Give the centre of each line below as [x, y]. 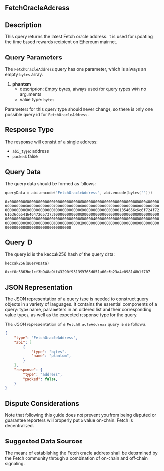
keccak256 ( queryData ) [27, 263]
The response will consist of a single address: [52, 142]
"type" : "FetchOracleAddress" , [46, 338]
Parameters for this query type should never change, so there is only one [79, 109]
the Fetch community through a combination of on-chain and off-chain [77, 458]
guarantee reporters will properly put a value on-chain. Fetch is [69, 420]
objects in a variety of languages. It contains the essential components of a [81, 304]
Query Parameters [34, 57]
